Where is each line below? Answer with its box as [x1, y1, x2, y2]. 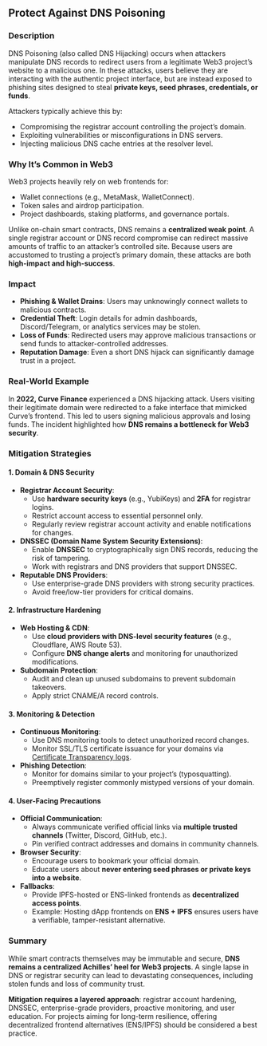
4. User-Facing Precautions [8, 795, 101, 805]
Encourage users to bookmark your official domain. [31, 856, 201, 866]
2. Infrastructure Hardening [8, 606, 101, 615]
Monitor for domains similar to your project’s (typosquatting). [31, 769, 232, 779]
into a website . [31, 873, 82, 882]
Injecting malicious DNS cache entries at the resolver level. [19, 139, 214, 148]
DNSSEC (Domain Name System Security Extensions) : [19, 536, 203, 546]
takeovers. [31, 682, 67, 692]
